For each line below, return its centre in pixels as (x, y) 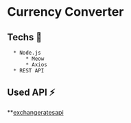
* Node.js (27, 53)
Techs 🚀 (25, 37)
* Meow (35, 59)
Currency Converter (65, 12)
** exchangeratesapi (35, 112)
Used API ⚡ (31, 93)
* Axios (36, 65)
